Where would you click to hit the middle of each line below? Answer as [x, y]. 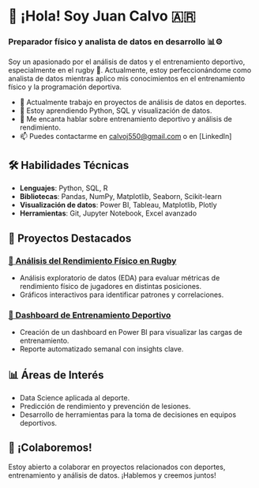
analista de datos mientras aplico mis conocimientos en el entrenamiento [127, 79]
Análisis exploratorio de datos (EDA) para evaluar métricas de [120, 278]
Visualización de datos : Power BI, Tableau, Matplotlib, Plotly [118, 205]
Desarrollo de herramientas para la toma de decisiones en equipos [128, 415]
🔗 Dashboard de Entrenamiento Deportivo [90, 315]
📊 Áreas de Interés [56, 375]
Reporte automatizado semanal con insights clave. [101, 349]
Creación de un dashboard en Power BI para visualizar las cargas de [131, 332]
